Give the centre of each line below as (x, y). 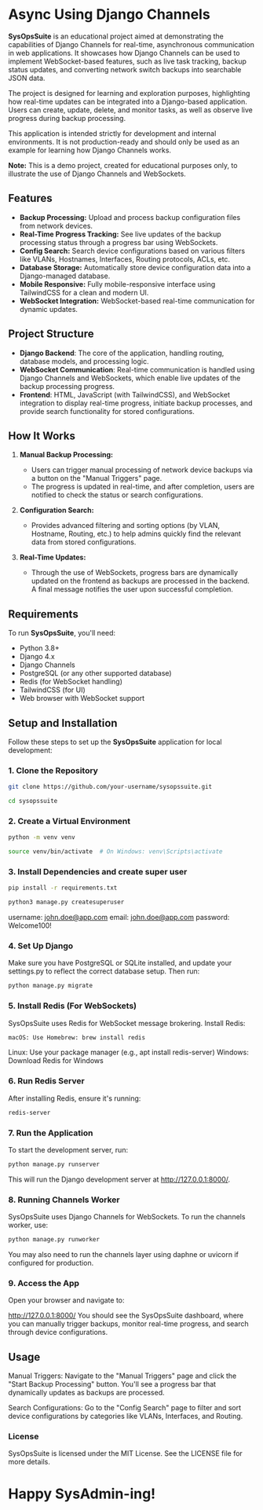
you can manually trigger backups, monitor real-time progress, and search (128, 1324)
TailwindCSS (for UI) (53, 690)
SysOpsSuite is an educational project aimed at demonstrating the (116, 36)
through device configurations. (58, 1332)
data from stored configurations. (84, 542)
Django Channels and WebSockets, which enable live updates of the (130, 378)
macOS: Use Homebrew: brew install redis (77, 1037)
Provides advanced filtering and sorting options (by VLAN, (126, 526)
